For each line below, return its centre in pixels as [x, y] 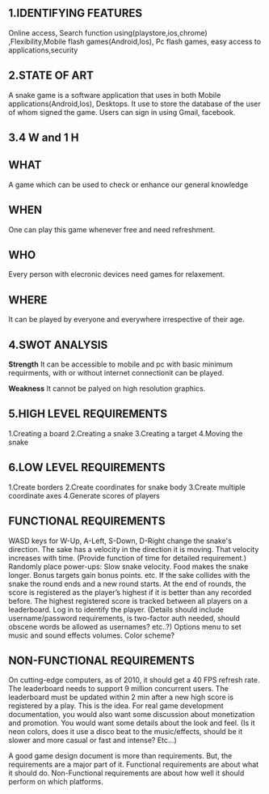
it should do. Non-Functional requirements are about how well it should [126, 773]
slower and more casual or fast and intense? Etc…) [93, 741]
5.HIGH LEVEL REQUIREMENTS [88, 414]
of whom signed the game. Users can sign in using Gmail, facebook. [122, 112]
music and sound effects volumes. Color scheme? [92, 635]
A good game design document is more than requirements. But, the [120, 756]
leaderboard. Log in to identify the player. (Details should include [116, 609]
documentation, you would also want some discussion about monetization [132, 715]
